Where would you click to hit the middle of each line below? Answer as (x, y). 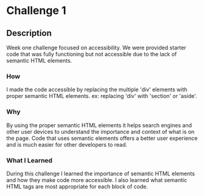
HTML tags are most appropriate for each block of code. (77, 186)
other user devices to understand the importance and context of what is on (100, 131)
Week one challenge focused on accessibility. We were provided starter (97, 47)
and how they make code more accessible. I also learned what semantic (97, 180)
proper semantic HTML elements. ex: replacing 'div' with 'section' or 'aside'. (102, 96)
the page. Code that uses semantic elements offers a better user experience (102, 138)
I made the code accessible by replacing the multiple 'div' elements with (97, 89)
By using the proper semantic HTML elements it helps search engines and (99, 125)
